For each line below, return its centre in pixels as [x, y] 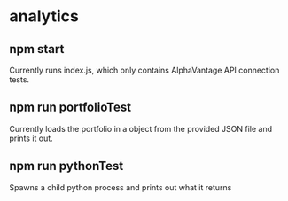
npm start [37, 49]
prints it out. [31, 138]
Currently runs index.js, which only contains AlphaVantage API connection [144, 70]
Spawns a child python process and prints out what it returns [121, 187]
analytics [44, 16]
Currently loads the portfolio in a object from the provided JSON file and [141, 128]
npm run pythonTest [66, 166]
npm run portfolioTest [70, 108]
